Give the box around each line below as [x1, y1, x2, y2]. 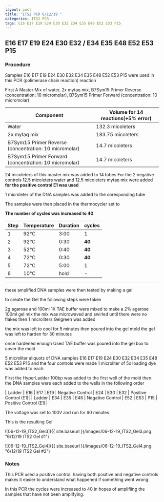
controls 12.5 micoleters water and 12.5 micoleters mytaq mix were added [5, 177, 153, 183]
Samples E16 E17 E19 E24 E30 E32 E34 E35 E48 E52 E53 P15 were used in [5, 72, 155, 78]
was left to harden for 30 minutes [5, 331, 72, 337]
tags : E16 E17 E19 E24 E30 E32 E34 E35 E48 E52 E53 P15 [5, 21, 121, 26]
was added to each [5, 365, 44, 371]
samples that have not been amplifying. [5, 491, 84, 497]
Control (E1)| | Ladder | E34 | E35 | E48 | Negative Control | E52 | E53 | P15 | [5, 395, 158, 400]
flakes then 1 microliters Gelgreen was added [5, 316, 96, 322]
